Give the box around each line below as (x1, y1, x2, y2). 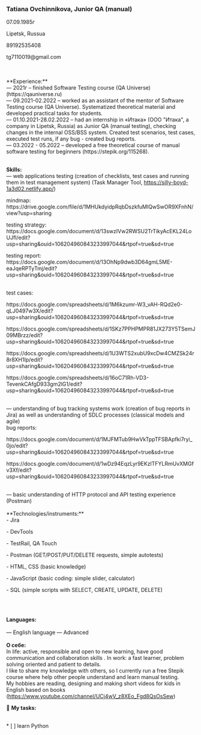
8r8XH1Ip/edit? (6, 356, 43, 364)
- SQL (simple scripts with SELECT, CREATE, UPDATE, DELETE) (6, 587, 163, 594)
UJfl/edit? (6, 234, 31, 242)
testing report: (6, 252, 42, 260)
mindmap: (6, 197, 31, 204)
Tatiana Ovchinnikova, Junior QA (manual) (6, 5, 133, 13)
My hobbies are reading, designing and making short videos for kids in (6, 680, 181, 687)
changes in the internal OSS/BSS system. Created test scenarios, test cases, (6, 129, 196, 136)
